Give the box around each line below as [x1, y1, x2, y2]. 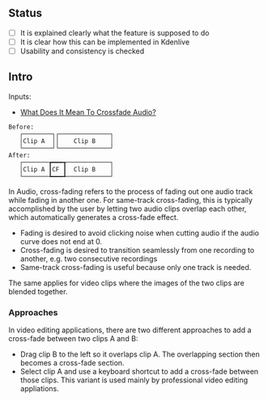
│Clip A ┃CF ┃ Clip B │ [19, 165, 114, 173]
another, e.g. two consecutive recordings [19, 254, 158, 264]
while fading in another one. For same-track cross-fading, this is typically [8, 195, 253, 205]
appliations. [19, 384, 59, 394]
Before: [8, 123, 35, 131]
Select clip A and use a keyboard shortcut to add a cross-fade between [19, 367, 259, 377]
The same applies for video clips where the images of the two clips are [8, 278, 245, 288]
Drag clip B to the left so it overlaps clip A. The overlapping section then [19, 349, 261, 359]
